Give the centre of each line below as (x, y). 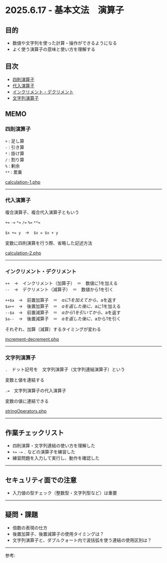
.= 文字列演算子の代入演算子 (36, 391)
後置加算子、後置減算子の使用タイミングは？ (58, 534)
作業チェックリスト (35, 433)
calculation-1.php (23, 182)
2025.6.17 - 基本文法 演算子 (65, 10)
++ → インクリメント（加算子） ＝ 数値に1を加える (61, 283)
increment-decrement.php (32, 339)
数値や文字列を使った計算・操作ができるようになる (65, 43)
